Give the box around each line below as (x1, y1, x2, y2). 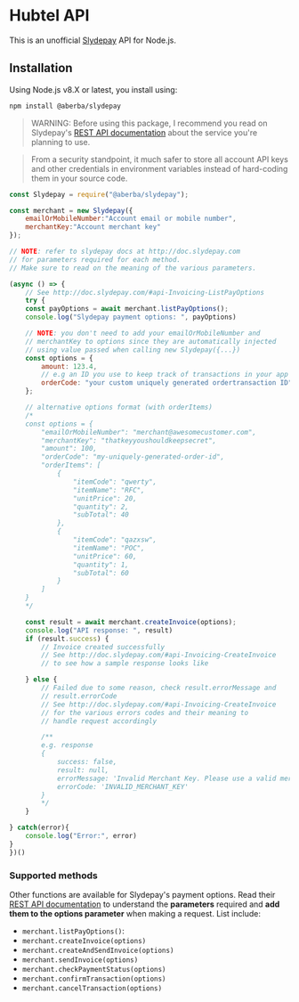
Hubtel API (9, 5, 90, 26)
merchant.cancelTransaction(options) (21, 983, 163, 993)
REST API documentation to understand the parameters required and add (9, 899, 280, 909)
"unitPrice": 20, (72, 493, 138, 503)
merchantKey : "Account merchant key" (25, 223, 162, 232)
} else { (25, 675, 58, 684)
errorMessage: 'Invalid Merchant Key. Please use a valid (56, 774, 277, 783)
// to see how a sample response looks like (41, 659, 209, 668)
